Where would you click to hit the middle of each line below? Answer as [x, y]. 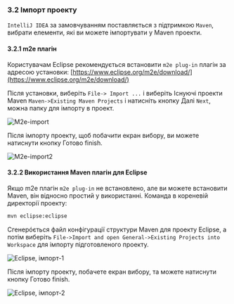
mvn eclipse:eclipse [38, 216]
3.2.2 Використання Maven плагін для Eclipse [77, 172]
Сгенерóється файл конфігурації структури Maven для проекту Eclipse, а [117, 229]
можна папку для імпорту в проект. [61, 108]
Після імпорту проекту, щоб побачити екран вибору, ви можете [103, 135]
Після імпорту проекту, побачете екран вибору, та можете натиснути [112, 272]
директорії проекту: [37, 203]
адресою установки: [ [40, 72]
